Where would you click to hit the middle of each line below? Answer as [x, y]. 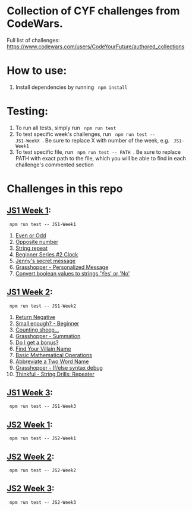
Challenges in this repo [65, 188]
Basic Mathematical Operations [54, 355]
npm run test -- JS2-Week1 [43, 439]
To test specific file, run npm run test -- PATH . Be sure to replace [98, 152]
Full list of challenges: [33, 40]
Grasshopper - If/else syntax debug [59, 367]
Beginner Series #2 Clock [47, 254]
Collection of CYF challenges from [93, 11]
